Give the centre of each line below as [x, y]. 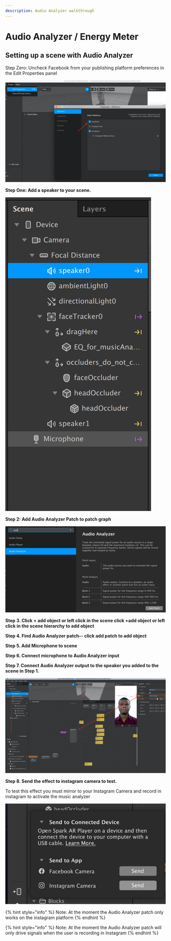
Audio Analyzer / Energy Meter [72, 36]
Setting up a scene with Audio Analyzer [69, 55]
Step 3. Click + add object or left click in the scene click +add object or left [85, 620]
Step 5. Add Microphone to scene [41, 646]
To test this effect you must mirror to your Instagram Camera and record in [83, 791]
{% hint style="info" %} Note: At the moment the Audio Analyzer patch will [83, 927]
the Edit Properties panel [31, 73]
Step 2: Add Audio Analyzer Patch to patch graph [58, 519]
